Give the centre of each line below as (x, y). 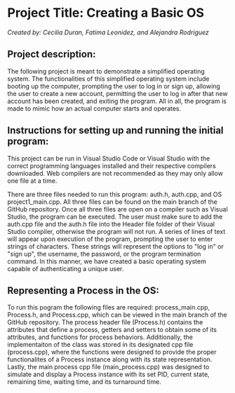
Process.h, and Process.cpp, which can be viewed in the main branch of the (117, 315)
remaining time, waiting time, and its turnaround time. (84, 382)
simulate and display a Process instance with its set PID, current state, (108, 374)
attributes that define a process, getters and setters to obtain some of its (112, 330)
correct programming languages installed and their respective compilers (112, 165)
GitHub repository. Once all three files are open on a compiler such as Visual (117, 209)
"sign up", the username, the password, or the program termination (104, 254)
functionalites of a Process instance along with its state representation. (110, 359)
